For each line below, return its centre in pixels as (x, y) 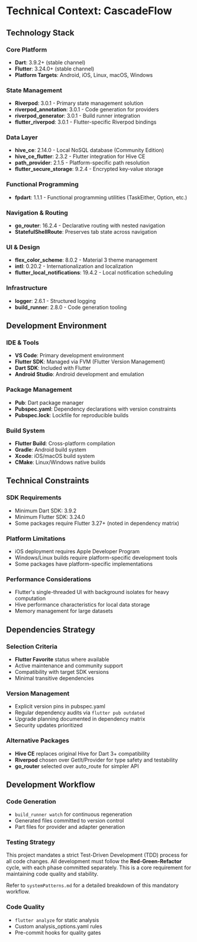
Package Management (39, 390)
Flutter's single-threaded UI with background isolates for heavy (92, 592)
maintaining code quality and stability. (52, 874)
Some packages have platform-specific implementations (83, 564)
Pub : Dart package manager (49, 402)
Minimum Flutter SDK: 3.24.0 (50, 517)
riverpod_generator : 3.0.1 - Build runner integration (77, 116)
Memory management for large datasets (64, 611)
